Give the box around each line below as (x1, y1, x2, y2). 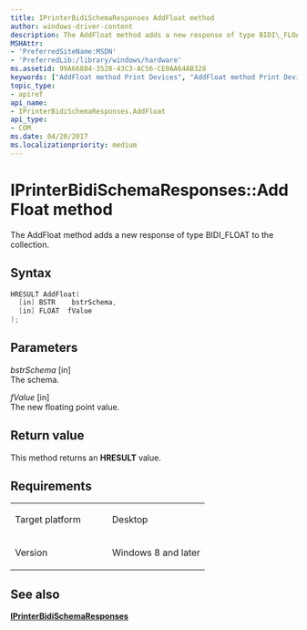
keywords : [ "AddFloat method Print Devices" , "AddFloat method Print (10, 73, 281, 82)
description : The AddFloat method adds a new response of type (10, 30, 256, 39)
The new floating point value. (10, 401, 120, 412)
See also (10, 586, 60, 602)
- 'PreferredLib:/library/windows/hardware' (10, 56, 182, 65)
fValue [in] (10, 391, 50, 402)
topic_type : (10, 81, 56, 90)
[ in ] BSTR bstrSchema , (18, 298, 118, 307)
